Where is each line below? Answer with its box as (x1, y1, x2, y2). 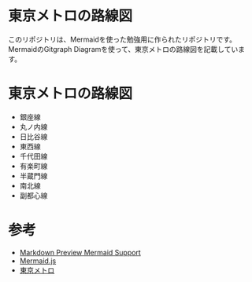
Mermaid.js (19, 256, 57, 266)
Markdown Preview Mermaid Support (19, 247, 142, 257)
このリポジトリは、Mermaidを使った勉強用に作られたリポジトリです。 (8, 35, 236, 44)
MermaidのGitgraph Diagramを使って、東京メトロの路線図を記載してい (8, 44, 239, 53)
